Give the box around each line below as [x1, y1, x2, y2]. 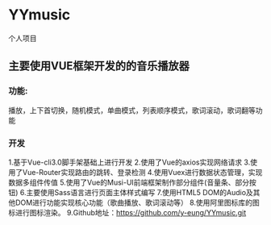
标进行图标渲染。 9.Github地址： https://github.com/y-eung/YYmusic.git [8, 207, 247, 217]
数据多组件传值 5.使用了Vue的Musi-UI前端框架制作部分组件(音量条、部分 [8, 177, 250, 187]
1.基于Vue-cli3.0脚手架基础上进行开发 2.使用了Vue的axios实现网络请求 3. [8, 157, 251, 167]
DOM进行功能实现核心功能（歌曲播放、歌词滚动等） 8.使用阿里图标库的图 [15, 198, 260, 207]
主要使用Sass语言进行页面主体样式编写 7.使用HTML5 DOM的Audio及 [26, 187, 254, 197]
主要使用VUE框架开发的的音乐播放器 [8, 59, 190, 73]
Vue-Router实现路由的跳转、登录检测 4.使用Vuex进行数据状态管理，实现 [22, 167, 263, 177]
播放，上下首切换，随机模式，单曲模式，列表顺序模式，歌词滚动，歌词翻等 [8, 105, 256, 115]
